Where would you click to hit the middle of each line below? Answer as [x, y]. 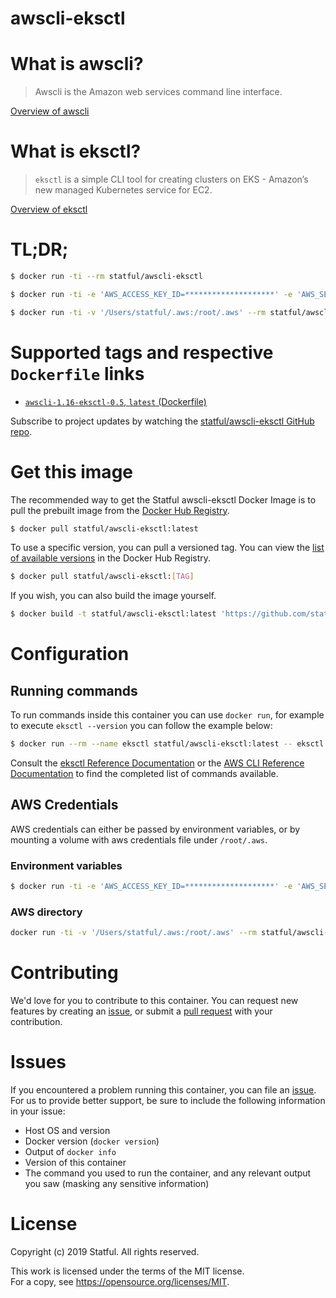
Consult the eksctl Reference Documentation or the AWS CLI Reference [157, 763]
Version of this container [75, 1163]
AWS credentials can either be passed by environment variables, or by [155, 829]
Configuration [70, 654]
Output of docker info [70, 1152]
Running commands [74, 690]
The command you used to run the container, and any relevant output [168, 1173]
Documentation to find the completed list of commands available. [144, 773]
